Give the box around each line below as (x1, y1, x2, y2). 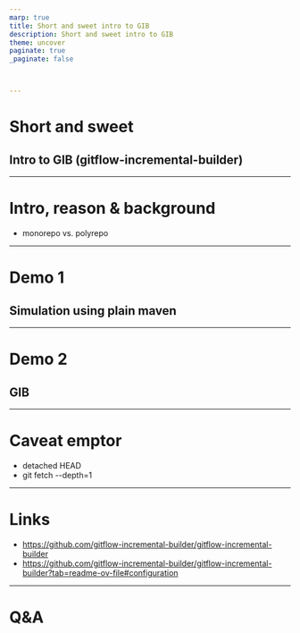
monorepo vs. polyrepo (21, 227, 109, 238)
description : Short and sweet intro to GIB (9, 30, 174, 38)
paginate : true (9, 46, 66, 55)
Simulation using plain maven (9, 303, 177, 318)
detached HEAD (21, 460, 82, 470)
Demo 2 (9, 350, 68, 369)
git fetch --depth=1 (21, 469, 92, 480)
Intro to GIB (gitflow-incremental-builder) (9, 152, 244, 167)
